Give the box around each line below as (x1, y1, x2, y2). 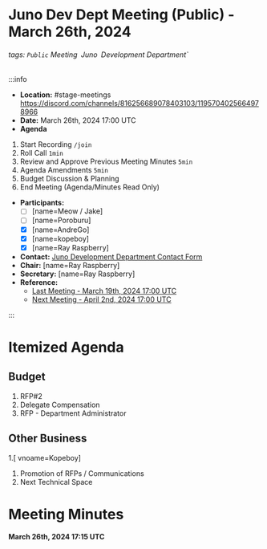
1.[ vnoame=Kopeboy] (8, 453, 82, 462)
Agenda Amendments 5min (19, 165, 108, 175)
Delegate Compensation (19, 400, 100, 409)
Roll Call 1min (19, 148, 64, 158)
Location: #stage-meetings (19, 90, 111, 100)
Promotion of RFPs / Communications (19, 468, 144, 478)
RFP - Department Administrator (19, 408, 127, 418)
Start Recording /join (19, 140, 92, 149)
